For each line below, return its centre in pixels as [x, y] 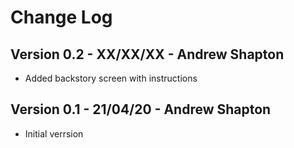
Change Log [61, 17]
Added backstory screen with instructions [111, 78]
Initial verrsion [54, 133]
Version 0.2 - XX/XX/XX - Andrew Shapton [147, 54]
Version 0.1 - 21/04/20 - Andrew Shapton [141, 109]
